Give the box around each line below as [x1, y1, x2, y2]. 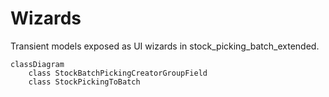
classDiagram [10, 59, 65, 69]
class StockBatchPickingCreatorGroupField [28, 68, 208, 78]
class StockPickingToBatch [28, 77, 141, 87]
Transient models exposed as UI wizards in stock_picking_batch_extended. [10, 40, 320, 52]
